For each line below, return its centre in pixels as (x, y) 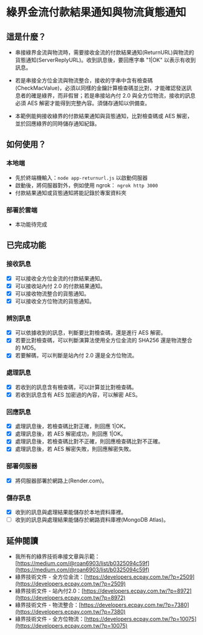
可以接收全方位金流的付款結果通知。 (60, 278)
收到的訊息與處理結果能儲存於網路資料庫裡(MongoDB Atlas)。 (92, 520)
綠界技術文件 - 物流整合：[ (48, 605)
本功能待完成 (31, 224)
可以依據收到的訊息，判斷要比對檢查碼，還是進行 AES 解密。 (90, 333)
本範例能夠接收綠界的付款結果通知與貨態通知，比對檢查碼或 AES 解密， (104, 116)
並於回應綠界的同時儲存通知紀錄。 (57, 124)
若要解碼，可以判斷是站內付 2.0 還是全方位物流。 (76, 356)
